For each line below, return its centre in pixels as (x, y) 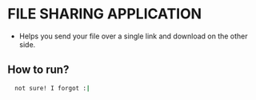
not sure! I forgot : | (52, 88)
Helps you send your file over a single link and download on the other (134, 36)
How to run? (38, 70)
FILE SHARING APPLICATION (104, 14)
